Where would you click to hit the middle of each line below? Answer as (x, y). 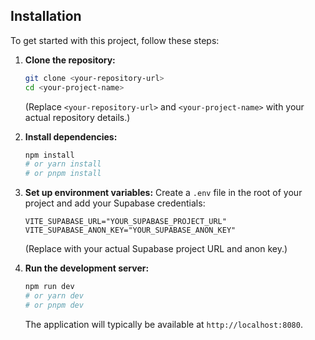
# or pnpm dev (54, 305)
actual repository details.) (77, 117)
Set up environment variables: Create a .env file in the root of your (163, 193)
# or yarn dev (54, 296)
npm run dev (49, 287)
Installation (46, 16)
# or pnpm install (63, 174)
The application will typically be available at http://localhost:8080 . (163, 324)
